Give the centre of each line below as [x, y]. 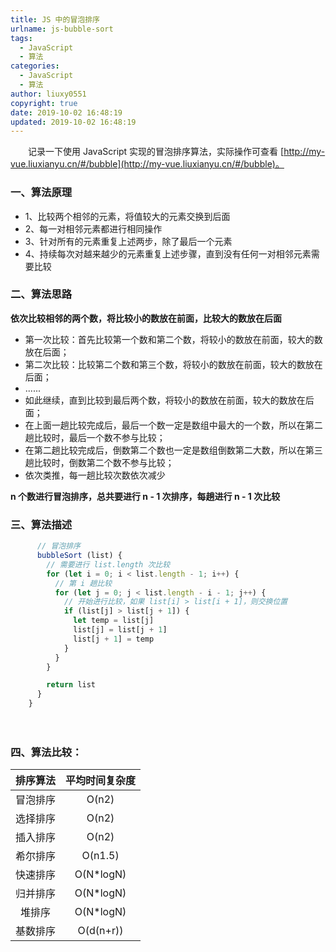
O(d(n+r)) [100, 931]
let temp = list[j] [114, 621]
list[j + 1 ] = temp [114, 639]
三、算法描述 [41, 524]
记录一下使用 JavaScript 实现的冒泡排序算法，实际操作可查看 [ [156, 152]
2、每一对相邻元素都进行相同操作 [93, 228]
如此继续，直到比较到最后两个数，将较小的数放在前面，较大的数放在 [165, 400]
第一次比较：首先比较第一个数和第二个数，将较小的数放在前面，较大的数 [173, 339]
